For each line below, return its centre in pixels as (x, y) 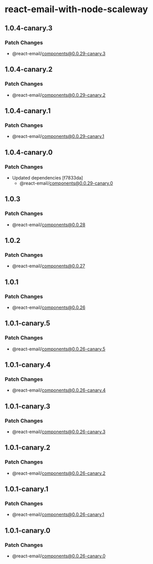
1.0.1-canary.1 (27, 489)
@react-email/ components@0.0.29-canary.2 (59, 95)
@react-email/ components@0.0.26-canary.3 (59, 432)
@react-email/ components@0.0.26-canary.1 (58, 515)
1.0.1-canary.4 (28, 365)
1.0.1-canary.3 (28, 406)
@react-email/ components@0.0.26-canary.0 (59, 556)
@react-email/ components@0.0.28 (48, 225)
